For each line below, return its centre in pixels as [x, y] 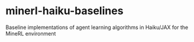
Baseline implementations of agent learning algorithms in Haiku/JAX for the [97, 27]
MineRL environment [31, 33]
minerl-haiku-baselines [64, 11]
